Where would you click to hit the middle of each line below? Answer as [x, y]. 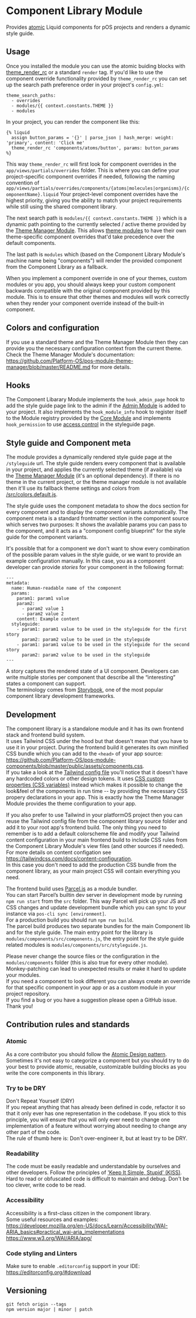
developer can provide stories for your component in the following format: [95, 567]
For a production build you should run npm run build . [70, 920]
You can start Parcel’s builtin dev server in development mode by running [94, 895]
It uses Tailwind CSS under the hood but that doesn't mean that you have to [97, 741]
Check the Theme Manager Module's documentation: [71, 354]
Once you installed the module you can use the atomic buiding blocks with [96, 66]
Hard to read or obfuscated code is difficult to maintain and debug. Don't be [97, 1179]
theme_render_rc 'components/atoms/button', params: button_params [95, 148]
